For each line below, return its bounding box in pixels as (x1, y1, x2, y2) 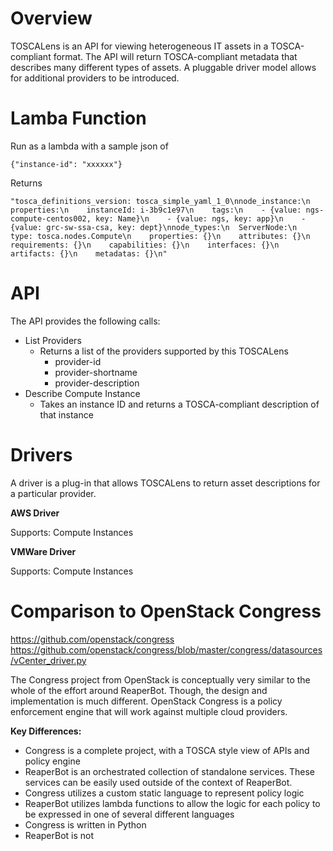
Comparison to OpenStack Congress (10, 600, 322, 622)
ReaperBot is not (24, 829, 95, 841)
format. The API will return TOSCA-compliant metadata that (53, 50, 298, 62)
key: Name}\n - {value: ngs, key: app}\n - (95, 213, 307, 224)
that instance (39, 408, 94, 421)
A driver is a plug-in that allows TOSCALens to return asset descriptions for (10, 477, 321, 489)
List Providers (24, 334, 82, 346)
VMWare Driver (10, 545, 77, 557)
